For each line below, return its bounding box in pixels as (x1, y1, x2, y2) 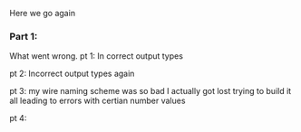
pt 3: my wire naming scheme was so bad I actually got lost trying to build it (9, 86, 292, 97)
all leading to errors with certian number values (9, 95, 186, 107)
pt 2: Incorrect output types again (9, 68, 135, 80)
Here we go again (9, 8, 75, 18)
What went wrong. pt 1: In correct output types (9, 51, 184, 61)
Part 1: (9, 30, 38, 42)
